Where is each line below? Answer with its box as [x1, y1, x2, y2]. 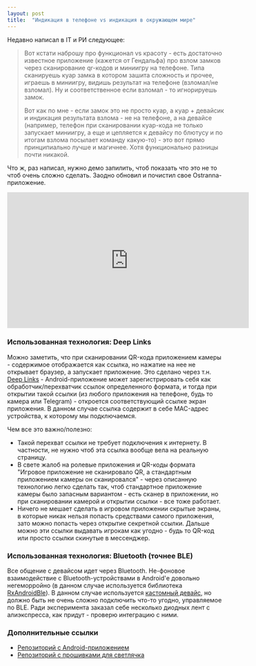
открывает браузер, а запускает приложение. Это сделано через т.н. [7, 367, 212, 376]
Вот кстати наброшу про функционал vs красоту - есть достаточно [23, 49, 222, 57]
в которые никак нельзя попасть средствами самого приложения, [17, 511, 215, 520]
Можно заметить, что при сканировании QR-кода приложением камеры [7, 353, 222, 361]
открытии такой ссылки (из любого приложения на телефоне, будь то [7, 389, 213, 398]
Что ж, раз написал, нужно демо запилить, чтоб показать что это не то [7, 164, 217, 172]
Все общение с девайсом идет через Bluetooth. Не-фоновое [7, 567, 186, 575]
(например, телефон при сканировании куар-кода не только [23, 121, 204, 129]
